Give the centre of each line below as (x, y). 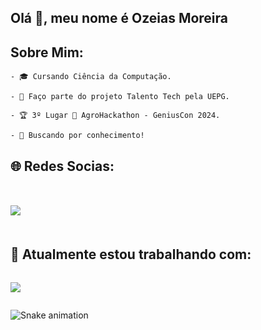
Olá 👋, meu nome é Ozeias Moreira (119, 18)
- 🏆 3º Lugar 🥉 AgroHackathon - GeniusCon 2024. (115, 116)
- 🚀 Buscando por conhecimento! (77, 136)
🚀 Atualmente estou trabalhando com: (131, 254)
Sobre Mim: (47, 52)
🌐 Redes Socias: (62, 166)
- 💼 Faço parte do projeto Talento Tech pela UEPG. (120, 97)
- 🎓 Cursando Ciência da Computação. (91, 77)
